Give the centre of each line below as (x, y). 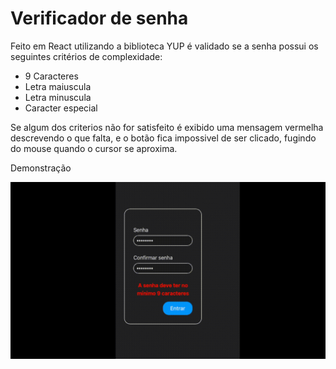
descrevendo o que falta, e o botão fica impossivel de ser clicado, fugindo (163, 138)
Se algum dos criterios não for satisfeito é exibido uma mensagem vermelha (167, 127)
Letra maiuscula (58, 86)
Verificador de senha (99, 18)
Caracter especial (61, 108)
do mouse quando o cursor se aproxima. (94, 148)
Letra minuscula (58, 97)
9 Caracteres (51, 76)
